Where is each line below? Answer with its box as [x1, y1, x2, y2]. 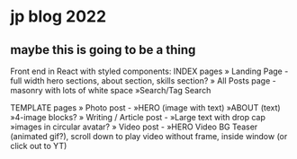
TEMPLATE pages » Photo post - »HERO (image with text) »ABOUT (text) [10, 102, 282, 113]
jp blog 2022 [10, 6, 107, 27]
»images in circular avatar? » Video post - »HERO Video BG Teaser [10, 121, 258, 132]
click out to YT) [10, 141, 67, 151]
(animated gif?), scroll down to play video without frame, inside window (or [10, 131, 288, 141]
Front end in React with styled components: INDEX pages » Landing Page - [10, 66, 289, 76]
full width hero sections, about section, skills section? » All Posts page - [10, 75, 277, 86]
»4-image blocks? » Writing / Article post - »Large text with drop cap [10, 112, 266, 122]
